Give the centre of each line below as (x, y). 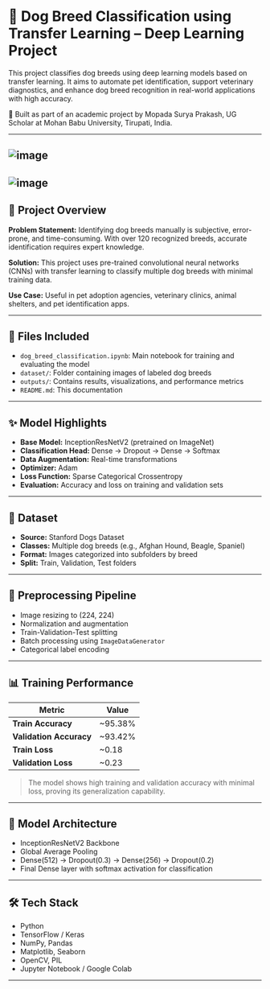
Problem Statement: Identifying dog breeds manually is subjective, (120, 229)
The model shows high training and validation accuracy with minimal (141, 782)
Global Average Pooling (59, 851)
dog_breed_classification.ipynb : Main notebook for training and (127, 356)
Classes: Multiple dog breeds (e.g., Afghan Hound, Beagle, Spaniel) (132, 546)
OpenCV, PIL (41, 960)
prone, (19, 238)
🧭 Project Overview (57, 210)
